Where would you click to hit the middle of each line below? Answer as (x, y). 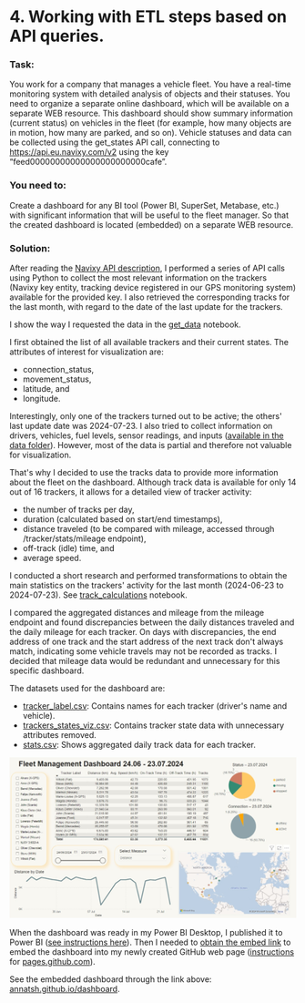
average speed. (52, 558)
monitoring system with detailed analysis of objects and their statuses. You (150, 94)
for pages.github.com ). (52, 962)
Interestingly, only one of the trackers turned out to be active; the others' (146, 416)
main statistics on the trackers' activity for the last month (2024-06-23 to (147, 586)
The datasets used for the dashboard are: (87, 689)
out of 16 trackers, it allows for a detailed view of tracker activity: (131, 492)
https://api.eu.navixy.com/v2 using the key (89, 152)
